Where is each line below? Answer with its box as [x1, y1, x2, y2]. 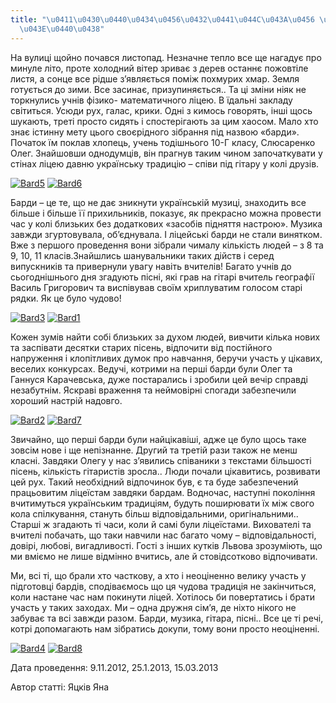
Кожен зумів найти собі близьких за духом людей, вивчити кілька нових [10, 331, 321, 343]
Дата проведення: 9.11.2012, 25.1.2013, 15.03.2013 [10, 661, 219, 673]
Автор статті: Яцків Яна [10, 681, 110, 693]
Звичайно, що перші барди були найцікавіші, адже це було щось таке [10, 433, 307, 445]
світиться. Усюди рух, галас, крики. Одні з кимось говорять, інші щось [10, 104, 313, 116]
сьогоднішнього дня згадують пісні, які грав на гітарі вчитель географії [10, 271, 315, 283]
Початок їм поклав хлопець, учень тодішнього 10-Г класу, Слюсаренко [10, 136, 316, 148]
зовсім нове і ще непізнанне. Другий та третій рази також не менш [10, 444, 298, 456]
